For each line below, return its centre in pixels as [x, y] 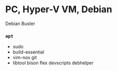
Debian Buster [20, 23]
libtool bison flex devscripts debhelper [53, 63]
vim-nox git [25, 58]
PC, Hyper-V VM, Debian [59, 9]
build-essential [28, 52]
